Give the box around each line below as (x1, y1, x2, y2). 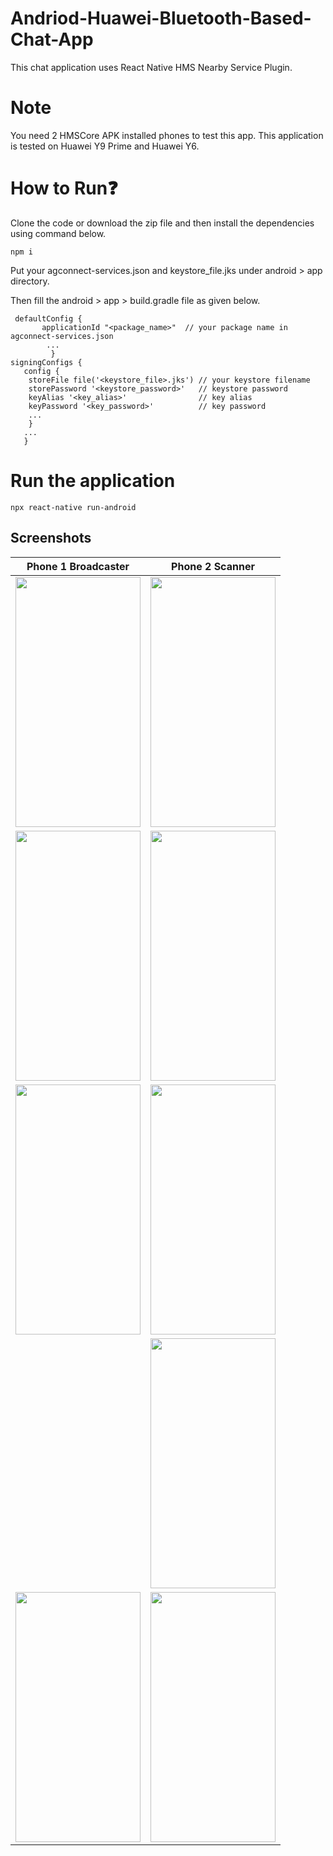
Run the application (10, 470, 176, 492)
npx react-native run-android (10, 502, 137, 512)
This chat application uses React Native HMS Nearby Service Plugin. (10, 61, 293, 73)
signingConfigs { (10, 357, 83, 367)
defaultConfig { (14, 313, 83, 324)
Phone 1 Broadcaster (26, 559, 130, 573)
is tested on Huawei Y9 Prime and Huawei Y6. (10, 140, 200, 152)
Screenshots (10, 530, 92, 547)
